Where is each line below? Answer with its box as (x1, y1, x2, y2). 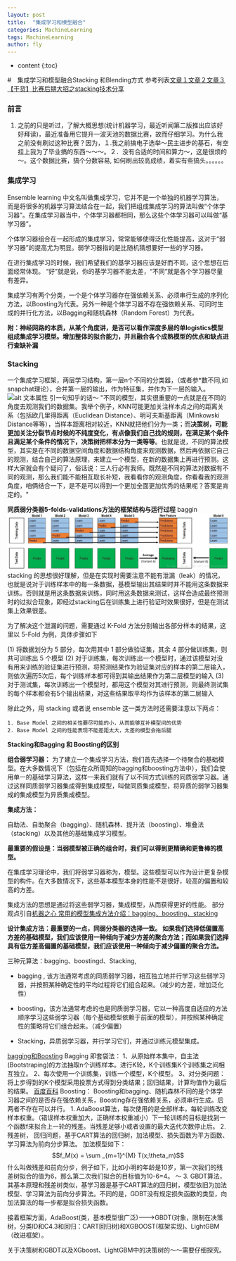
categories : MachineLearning (7, 26, 93, 33)
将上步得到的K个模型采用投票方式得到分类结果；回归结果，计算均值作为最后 (7, 1078, 227, 1086)
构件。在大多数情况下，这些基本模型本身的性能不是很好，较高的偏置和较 (19, 877, 229, 885)
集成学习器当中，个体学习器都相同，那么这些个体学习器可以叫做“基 (34, 211, 228, 219)
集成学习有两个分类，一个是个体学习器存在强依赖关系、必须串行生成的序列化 (7, 291, 229, 299)
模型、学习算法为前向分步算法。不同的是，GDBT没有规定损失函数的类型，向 (7, 1189, 227, 1198)
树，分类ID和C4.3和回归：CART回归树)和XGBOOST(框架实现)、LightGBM (7, 1222, 220, 1230)
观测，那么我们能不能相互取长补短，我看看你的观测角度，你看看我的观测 (19, 472, 229, 482)
